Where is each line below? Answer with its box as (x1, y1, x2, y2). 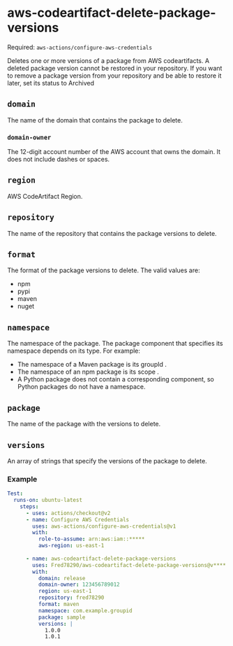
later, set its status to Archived (7, 78, 95, 87)
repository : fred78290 (38, 594, 105, 601)
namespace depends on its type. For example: (7, 346, 141, 355)
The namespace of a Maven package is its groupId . (17, 360, 167, 369)
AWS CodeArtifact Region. (7, 192, 83, 200)
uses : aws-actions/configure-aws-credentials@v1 (32, 523, 176, 530)
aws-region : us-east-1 (38, 542, 105, 549)
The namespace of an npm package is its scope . (17, 367, 159, 376)
